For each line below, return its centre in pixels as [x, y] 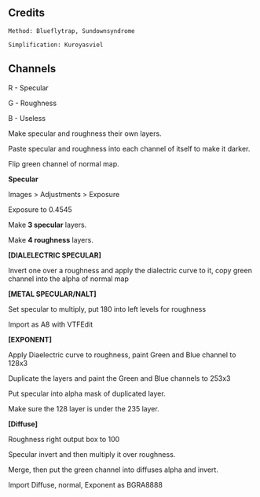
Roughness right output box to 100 [64, 439]
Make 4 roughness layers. [51, 239]
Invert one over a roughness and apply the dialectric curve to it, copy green [130, 270]
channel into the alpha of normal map [69, 279]
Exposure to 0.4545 [40, 209]
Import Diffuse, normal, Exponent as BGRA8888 [86, 484]
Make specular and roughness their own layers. [85, 133]
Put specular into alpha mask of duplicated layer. [87, 393]
